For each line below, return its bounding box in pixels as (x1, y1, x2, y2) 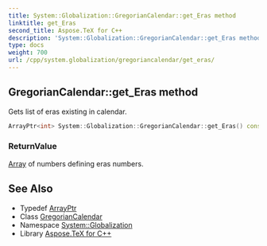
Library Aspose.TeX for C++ (19, 228, 112, 238)
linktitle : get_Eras (8, 19, 77, 27)
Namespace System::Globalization (19, 220, 133, 229)
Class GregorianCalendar (19, 212, 103, 221)
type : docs (8, 41, 44, 49)
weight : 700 (8, 49, 48, 57)
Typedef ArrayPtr (19, 203, 77, 213)
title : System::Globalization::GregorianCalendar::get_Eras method (8, 11, 237, 20)
